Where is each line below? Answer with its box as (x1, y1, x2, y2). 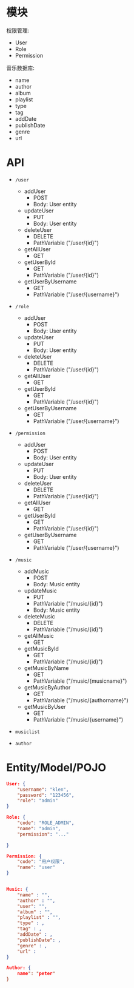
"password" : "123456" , (17, 792, 75, 798)
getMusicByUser (24, 703, 66, 710)
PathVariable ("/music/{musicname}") (33, 677, 127, 685)
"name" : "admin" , (17, 825, 61, 831)
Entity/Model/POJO (6, 761, 106, 774)
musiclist (15, 729, 41, 735)
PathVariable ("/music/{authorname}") (33, 696, 129, 704)
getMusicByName (24, 664, 69, 671)
